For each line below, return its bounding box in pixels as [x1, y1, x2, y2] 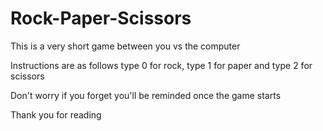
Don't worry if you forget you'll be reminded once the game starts [10, 89, 282, 101]
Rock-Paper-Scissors [10, 7, 192, 30]
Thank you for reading [10, 108, 102, 121]
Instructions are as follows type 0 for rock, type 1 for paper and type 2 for [10, 59, 313, 71]
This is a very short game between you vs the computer [10, 40, 241, 52]
